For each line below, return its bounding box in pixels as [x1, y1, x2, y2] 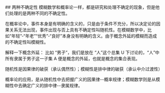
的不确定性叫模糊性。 [5, 39, 48, 45]
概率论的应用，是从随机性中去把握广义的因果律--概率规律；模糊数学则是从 [5, 76, 156, 82]
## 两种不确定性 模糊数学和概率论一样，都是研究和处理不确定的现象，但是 [5, 4, 156, 10]
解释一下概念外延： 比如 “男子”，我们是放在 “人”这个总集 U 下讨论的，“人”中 [5, 49, 160, 55]
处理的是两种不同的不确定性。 [9, 10, 70, 16]
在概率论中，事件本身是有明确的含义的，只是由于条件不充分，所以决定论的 [5, 21, 156, 26]
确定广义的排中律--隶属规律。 [22, 83, 83, 88]
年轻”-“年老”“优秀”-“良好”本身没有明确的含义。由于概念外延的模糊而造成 [11, 33, 157, 39]
